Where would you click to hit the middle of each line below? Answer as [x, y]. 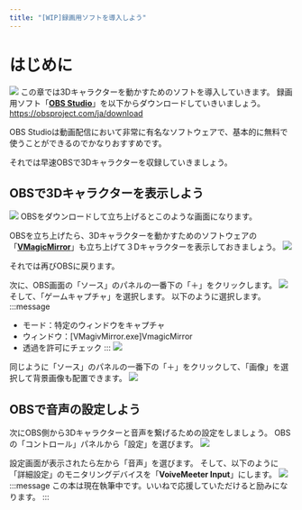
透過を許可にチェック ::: [66, 348]
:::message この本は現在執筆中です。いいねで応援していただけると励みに [145, 486]
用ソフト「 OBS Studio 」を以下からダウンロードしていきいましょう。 [137, 103]
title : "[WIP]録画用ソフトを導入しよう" [78, 18]
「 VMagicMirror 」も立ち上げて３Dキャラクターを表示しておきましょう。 [145, 247]
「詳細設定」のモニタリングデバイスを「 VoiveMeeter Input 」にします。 [143, 475]
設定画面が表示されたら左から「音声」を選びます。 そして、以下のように [144, 463]
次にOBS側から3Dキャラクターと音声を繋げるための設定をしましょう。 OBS [150, 433]
